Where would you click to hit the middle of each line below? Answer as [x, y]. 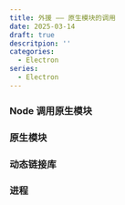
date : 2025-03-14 [42, 26]
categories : [32, 52]
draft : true [32, 35]
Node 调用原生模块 [51, 110]
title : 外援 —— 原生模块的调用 [62, 18]
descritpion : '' [40, 43]
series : [24, 69]
